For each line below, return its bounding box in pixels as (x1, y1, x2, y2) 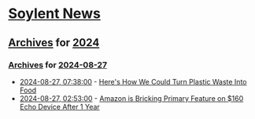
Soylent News (8, 5, 101, 23)
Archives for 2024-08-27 (8, 59, 108, 70)
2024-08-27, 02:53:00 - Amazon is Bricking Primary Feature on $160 (19, 93, 244, 103)
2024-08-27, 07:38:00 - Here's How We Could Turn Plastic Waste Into (19, 77, 247, 86)
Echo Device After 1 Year (19, 102, 100, 111)
